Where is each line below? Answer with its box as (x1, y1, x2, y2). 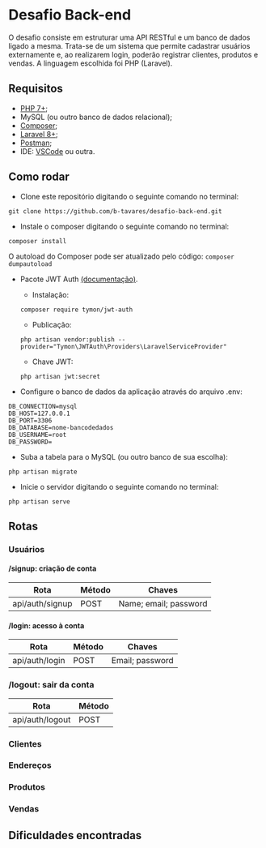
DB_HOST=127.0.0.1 (8, 409, 70, 418)
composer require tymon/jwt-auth (19, 306, 133, 314)
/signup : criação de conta (8, 563, 97, 573)
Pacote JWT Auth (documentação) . (19, 274, 138, 284)
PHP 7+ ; (19, 103, 49, 113)
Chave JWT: (32, 357, 74, 366)
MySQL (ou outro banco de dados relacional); (19, 112, 172, 122)
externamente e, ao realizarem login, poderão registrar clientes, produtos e (8, 49, 259, 59)
